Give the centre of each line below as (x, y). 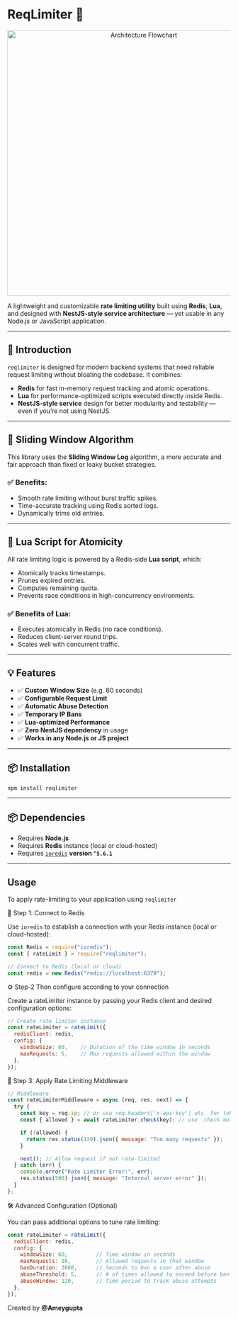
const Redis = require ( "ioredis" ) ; (60, 947)
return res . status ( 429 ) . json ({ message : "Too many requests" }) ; (124, 1139)
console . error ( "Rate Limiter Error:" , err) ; (87, 1172)
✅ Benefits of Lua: (39, 613)
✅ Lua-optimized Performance (64, 722)
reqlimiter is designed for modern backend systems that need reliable (111, 367)
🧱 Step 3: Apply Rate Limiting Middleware (68, 1080)
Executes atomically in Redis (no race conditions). (90, 629)
